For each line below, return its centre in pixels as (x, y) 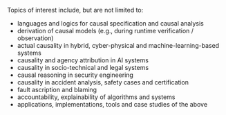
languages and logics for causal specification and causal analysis (110, 23)
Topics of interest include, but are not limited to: (75, 10)
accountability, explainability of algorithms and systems (96, 97)
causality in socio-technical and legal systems (83, 68)
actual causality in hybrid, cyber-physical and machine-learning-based (118, 45)
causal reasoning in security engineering (75, 75)
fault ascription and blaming (57, 90)
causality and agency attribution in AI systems (83, 60)
